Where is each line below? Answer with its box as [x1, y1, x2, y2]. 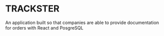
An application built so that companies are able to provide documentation [5, 19, 159, 25]
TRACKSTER [5, 3, 60, 14]
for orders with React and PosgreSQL [5, 24, 84, 30]
